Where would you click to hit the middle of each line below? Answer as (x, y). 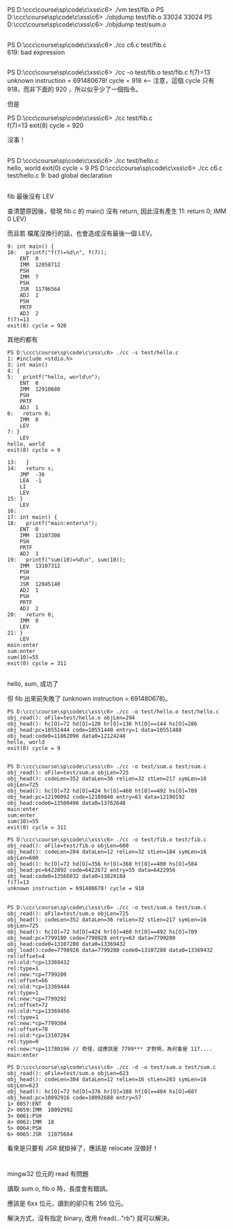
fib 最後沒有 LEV (31, 196)
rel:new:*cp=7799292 (37, 999)
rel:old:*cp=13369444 (39, 987)
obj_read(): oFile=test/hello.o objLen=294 (71, 718)
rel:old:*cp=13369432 (39, 962)
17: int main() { (32, 517)
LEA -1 (31, 480)
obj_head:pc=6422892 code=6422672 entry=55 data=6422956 (91, 870)
